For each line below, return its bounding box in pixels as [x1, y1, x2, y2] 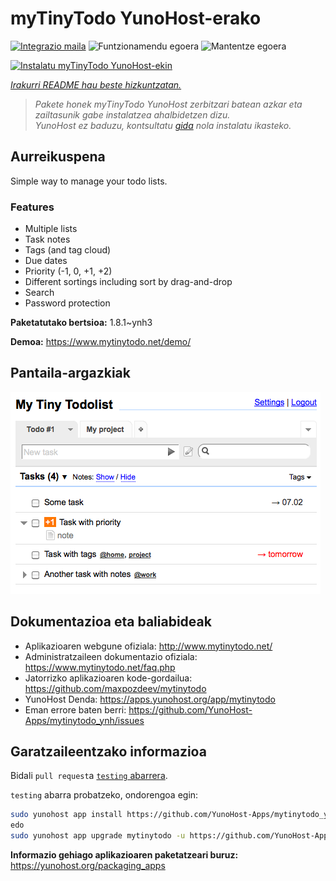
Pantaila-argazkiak [10, 365, 131, 382]
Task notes [24, 233, 71, 246]
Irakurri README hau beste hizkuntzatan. [10, 78, 182, 91]
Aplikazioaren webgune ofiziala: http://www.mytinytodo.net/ [24, 640, 273, 652]
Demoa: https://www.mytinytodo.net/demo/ [10, 336, 192, 348]
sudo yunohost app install [10, 810, 123, 820]
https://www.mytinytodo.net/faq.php [24, 661, 176, 673]
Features [10, 200, 55, 214]
